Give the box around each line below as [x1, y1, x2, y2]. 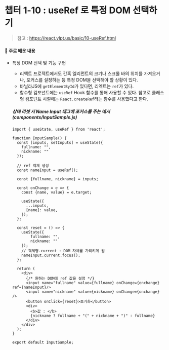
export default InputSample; [12, 340, 74, 345]
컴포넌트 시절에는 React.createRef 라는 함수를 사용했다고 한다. [25, 96, 149, 102]
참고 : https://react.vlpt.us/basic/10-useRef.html [17, 35, 116, 41]
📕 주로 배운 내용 [5, 48, 36, 54]
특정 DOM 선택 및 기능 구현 [12, 60, 66, 66]
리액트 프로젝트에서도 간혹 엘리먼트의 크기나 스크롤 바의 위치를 [19, 70, 143, 76]
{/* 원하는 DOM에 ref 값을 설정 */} [25, 276, 95, 281]
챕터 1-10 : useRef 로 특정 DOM [5, 5, 131, 16]
